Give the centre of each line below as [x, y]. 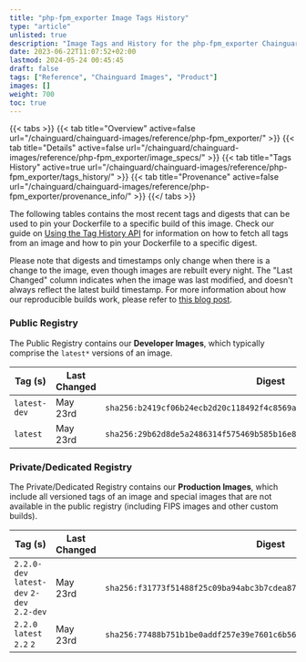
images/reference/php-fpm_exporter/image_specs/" [107, 158]
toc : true [28, 103]
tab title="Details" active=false [67, 148]
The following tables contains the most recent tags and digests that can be [150, 214]
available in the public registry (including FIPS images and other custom [144, 506]
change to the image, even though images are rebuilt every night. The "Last [151, 271]
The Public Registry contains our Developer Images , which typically [138, 343]
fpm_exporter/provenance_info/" [71, 196]
